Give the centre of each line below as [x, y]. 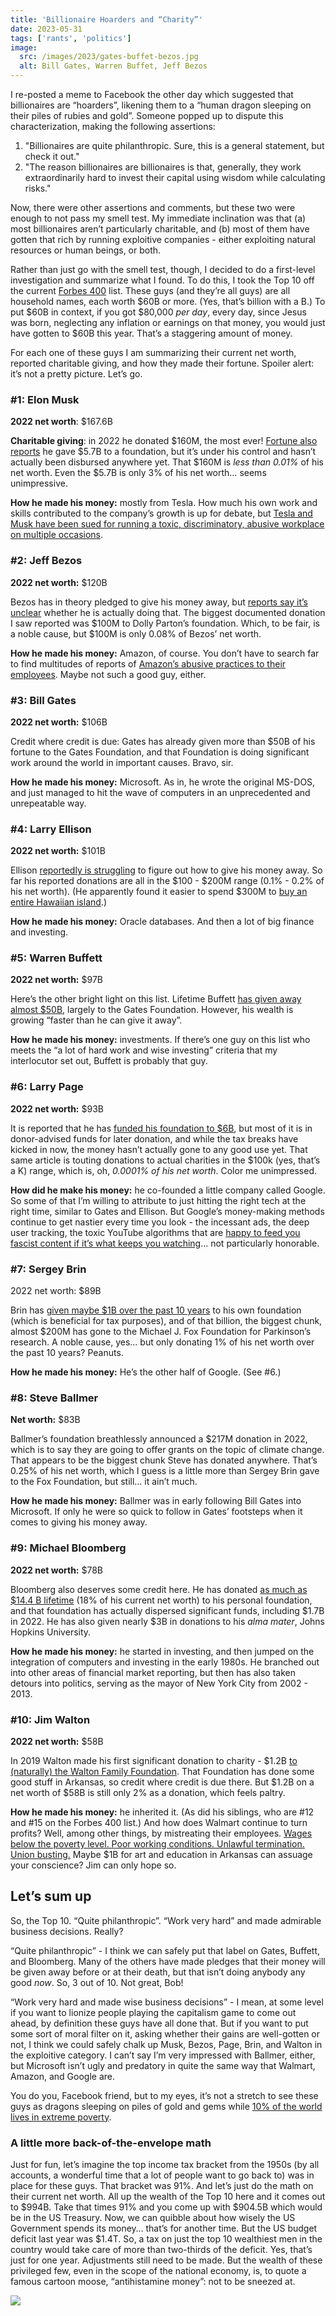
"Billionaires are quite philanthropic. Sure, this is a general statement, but [174, 145]
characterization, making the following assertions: [113, 126]
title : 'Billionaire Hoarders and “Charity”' [106, 19]
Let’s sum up [51, 1896]
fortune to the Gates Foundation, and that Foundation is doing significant [160, 752]
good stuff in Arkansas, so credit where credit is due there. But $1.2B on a [162, 1782]
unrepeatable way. [48, 803]
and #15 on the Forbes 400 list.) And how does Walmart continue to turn [159, 1822]
